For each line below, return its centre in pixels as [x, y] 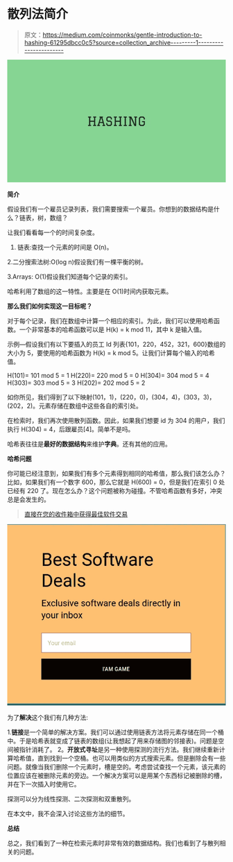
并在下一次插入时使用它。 [44, 784]
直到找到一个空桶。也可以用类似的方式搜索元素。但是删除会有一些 [131, 758]
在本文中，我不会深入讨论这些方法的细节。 [68, 814]
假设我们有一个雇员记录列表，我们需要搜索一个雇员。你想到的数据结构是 [110, 209]
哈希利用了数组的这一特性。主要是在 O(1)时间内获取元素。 [90, 291]
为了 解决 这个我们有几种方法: [48, 718]
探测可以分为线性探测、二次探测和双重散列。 [71, 799]
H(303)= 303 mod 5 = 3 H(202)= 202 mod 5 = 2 [76, 383]
